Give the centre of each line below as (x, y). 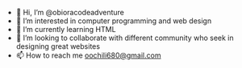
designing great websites (58, 46)
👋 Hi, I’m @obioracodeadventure (70, 12)
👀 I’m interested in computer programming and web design (114, 21)
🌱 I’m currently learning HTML (66, 29)
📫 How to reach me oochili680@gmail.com (88, 55)
